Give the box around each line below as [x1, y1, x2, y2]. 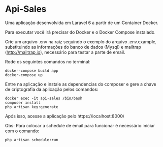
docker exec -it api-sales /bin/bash [5, 96, 83, 101]
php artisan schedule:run [5, 137, 58, 142]
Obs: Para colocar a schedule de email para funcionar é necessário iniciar [5, 122, 155, 128]
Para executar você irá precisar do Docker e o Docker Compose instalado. [5, 29, 156, 35]
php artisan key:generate [5, 104, 58, 109]
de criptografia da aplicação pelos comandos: [5, 86, 98, 92]
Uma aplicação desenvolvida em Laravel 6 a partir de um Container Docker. [5, 20, 159, 26]
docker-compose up [5, 72, 43, 77]
